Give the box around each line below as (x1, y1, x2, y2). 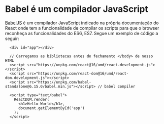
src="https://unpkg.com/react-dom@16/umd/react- (27, 71, 129, 76)
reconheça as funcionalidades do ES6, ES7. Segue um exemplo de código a (5, 30, 159, 36)
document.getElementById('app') (18, 105, 85, 111)
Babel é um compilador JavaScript (5, 3, 149, 15)
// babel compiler (98, 84, 135, 89)
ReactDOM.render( (14, 97, 50, 102)
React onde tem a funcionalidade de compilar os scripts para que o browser (5, 25, 159, 31)
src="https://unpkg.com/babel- (27, 80, 92, 84)
